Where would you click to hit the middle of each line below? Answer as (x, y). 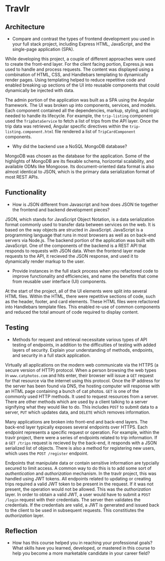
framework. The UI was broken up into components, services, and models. (81, 105)
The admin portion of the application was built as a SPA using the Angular (80, 100)
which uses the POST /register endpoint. (47, 453)
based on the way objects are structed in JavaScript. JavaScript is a (74, 230)
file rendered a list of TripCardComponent (95, 131)
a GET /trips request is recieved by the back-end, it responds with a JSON (81, 443)
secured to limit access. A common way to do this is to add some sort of (78, 468)
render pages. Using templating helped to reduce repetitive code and (75, 80)
